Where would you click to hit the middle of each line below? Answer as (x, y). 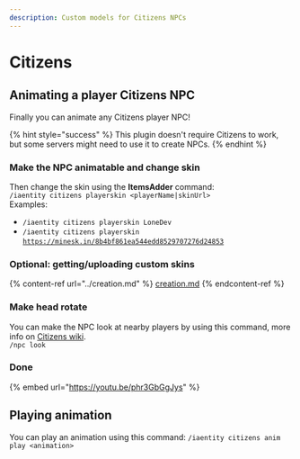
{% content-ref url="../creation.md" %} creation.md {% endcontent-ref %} (147, 283)
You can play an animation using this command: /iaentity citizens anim (145, 436)
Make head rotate (49, 307)
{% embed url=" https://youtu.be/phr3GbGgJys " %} (105, 387)
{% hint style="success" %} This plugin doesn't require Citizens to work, (144, 134)
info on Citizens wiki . (48, 336)
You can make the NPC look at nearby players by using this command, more (150, 327)
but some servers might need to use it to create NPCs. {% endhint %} (138, 144)
